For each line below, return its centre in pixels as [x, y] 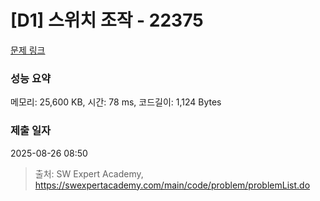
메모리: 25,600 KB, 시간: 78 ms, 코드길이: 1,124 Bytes [116, 102]
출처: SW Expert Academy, [89, 173]
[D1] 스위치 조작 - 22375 [107, 20]
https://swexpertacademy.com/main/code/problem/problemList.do [172, 185]
